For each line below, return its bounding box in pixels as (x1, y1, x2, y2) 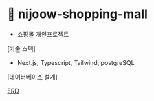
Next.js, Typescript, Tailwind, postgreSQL (16, 58, 135, 66)
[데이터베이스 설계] (7, 73, 58, 81)
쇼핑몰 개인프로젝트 (16, 30, 69, 38)
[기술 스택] (7, 44, 36, 53)
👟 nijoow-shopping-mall (7, 6, 148, 22)
